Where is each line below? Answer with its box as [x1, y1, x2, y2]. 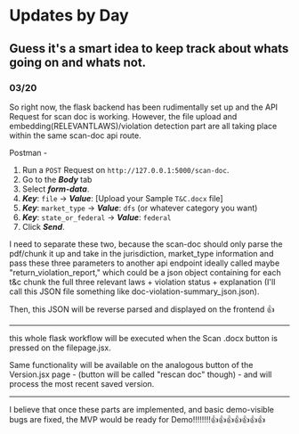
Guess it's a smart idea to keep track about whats [9, 41, 289, 56]
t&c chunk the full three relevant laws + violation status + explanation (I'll [9, 276, 276, 287]
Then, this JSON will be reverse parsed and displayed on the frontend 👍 [9, 304, 275, 315]
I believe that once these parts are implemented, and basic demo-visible [9, 404, 274, 414]
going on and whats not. [9, 54, 147, 70]
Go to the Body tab [21, 174, 93, 184]
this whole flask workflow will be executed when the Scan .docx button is [9, 332, 279, 343]
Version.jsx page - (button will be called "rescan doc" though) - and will [9, 369, 272, 380]
